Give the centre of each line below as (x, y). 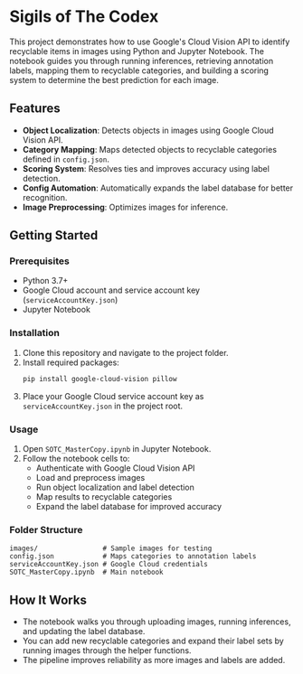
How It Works (48, 599)
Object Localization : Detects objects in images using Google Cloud (148, 130)
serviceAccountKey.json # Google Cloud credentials (109, 565)
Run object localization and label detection (115, 487)
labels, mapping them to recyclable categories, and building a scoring (139, 70)
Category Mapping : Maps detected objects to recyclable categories (150, 149)
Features (35, 109)
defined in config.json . (66, 159)
